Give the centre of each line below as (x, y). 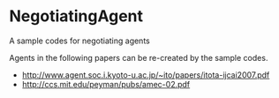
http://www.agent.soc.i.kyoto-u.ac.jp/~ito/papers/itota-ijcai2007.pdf (146, 75)
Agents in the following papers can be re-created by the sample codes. (139, 57)
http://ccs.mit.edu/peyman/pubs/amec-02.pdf (106, 84)
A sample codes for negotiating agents (79, 41)
